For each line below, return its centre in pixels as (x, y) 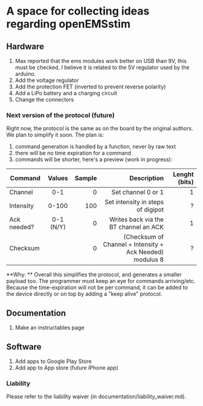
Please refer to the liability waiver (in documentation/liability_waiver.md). (96, 397)
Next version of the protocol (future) (60, 115)
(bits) (186, 182)
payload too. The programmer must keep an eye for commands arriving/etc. (101, 281)
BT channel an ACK (137, 227)
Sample (86, 178)
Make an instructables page (50, 328)
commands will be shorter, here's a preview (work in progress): (94, 159)
